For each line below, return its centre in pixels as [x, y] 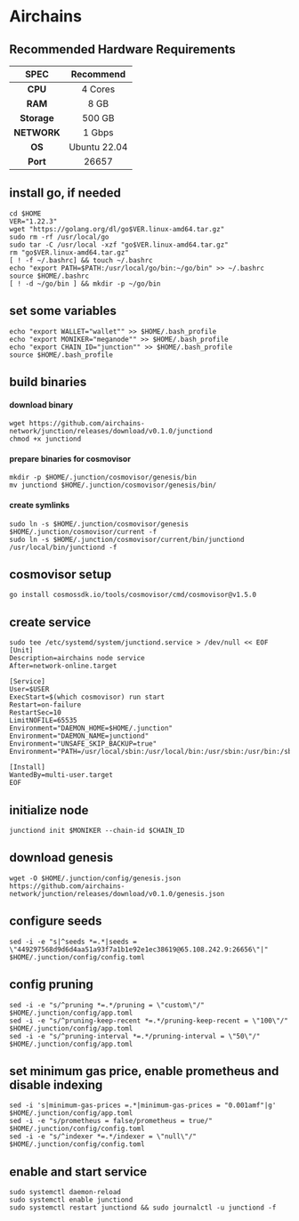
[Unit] [21, 651]
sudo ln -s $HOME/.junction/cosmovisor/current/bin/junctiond [127, 539]
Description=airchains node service [77, 659]
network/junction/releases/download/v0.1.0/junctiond [111, 432]
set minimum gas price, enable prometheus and [144, 1071]
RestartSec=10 [36, 713]
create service [50, 622]
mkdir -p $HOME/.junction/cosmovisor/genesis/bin [103, 478]
